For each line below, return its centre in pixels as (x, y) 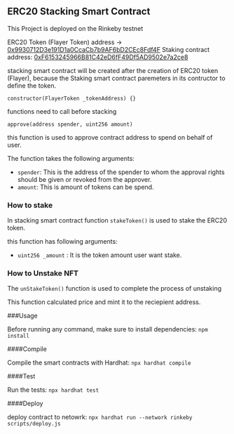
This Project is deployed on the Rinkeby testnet (75, 28)
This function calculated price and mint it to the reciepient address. (104, 302)
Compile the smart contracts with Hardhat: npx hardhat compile (99, 363)
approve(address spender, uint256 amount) (70, 124)
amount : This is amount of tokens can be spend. (85, 187)
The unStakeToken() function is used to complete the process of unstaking (115, 289)
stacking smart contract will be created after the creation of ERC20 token (113, 70)
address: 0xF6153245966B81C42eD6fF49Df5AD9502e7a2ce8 (98, 57)
